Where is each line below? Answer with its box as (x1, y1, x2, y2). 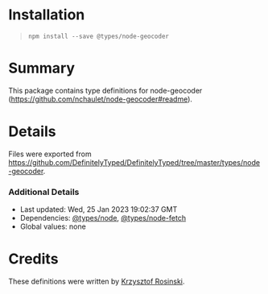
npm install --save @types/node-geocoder (27, 32, 169, 40)
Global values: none (19, 222, 86, 231)
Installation (8, 6, 85, 24)
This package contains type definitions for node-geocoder (8, 85, 203, 95)
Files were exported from (8, 149, 92, 159)
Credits (8, 250, 59, 268)
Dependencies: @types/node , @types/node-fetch (19, 213, 187, 223)
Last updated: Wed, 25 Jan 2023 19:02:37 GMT (19, 205, 178, 214)
